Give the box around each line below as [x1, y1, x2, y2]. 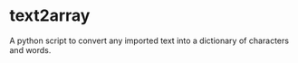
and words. [9, 44, 52, 55]
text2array [9, 5, 91, 26]
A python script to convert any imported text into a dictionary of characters [9, 35, 290, 46]
